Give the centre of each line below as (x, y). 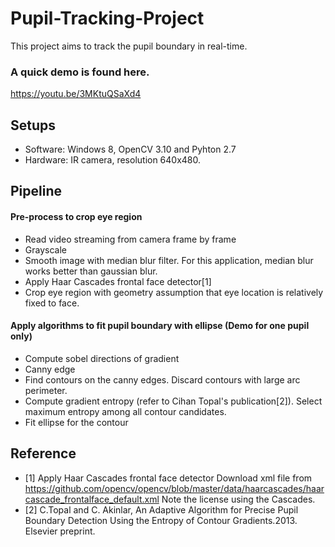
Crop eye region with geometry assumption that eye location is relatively (174, 292)
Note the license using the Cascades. (238, 499)
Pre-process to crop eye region (76, 217)
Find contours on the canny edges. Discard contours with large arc (162, 379)
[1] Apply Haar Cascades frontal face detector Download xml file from (168, 478)
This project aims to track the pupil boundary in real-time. (129, 46)
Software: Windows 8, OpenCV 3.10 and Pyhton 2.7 (130, 149)
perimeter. (46, 390)
